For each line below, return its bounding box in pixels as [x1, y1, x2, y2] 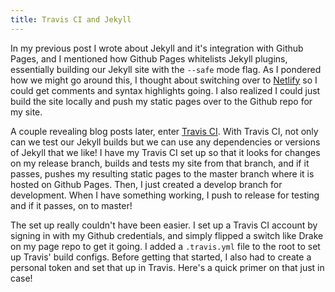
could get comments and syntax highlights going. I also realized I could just [10, 84, 321, 96]
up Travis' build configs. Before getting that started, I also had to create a [10, 251, 312, 263]
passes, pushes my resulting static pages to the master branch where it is [10, 167, 315, 180]
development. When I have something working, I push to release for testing [10, 189, 320, 201]
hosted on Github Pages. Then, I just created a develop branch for [10, 178, 283, 190]
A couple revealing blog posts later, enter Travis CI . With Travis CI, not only [10, 125, 319, 137]
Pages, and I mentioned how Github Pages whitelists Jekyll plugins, [10, 52, 288, 65]
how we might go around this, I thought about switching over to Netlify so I [10, 74, 318, 86]
